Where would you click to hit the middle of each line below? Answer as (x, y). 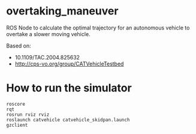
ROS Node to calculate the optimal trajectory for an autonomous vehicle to (98, 28)
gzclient (17, 125)
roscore (16, 104)
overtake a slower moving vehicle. (49, 34)
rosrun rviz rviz (28, 114)
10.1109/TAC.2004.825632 (47, 57)
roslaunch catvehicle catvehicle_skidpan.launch (68, 120)
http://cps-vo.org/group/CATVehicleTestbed (69, 64)
